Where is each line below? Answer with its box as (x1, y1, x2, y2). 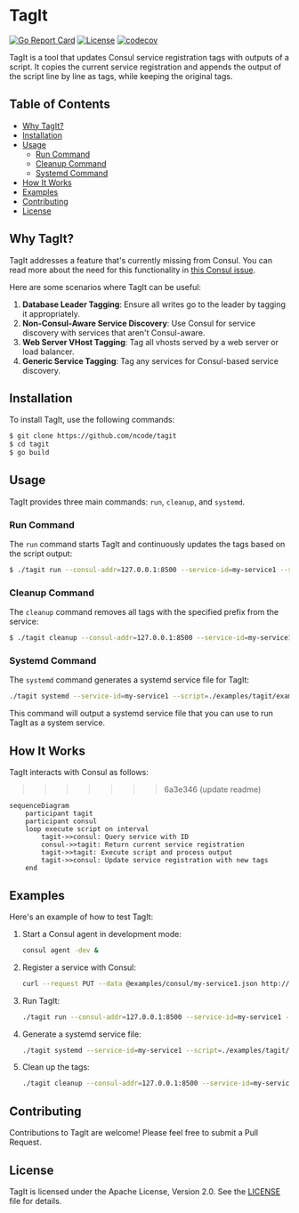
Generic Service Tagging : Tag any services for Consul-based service (21, 355, 279, 366)
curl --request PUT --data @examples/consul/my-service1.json (21, 979, 258, 988)
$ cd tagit (9, 440, 50, 449)
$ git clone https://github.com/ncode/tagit (9, 432, 177, 441)
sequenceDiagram (9, 802, 69, 811)
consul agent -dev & (21, 945, 99, 955)
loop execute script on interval (25, 825, 149, 834)
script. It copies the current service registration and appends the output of (9, 61, 282, 72)
